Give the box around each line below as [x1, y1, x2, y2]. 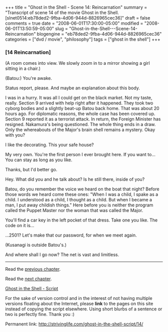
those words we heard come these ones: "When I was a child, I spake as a [5, 191, 158, 197]
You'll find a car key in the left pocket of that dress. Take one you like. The [5, 217, 158, 223]
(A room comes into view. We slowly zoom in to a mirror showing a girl [5, 60, 150, 66]
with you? [5, 132, 25, 138]
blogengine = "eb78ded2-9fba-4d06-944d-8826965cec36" [36, 31, 162, 37]
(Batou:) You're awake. [5, 75, 52, 81]
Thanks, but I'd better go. [5, 167, 57, 173]
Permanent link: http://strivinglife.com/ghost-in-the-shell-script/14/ [5, 321, 143, 327]
